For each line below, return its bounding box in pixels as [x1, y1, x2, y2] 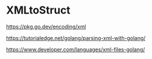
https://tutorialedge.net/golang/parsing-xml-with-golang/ [6, 34, 146, 41]
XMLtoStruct [6, 4, 71, 17]
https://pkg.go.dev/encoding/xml [6, 23, 86, 30]
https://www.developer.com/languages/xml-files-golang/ [6, 45, 145, 53]
